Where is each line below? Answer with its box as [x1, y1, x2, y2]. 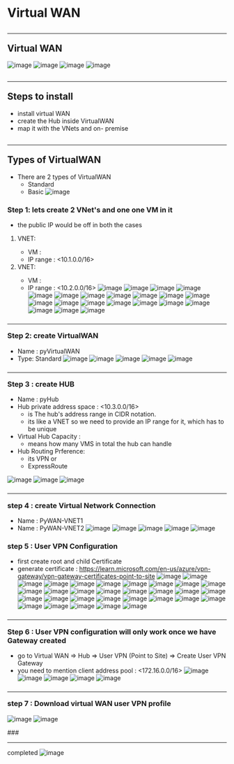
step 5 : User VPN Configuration [7, 541, 118, 551]
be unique [27, 425, 57, 433]
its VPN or [27, 454, 57, 463]
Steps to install [7, 91, 73, 103]
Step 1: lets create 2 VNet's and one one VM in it [7, 205, 173, 215]
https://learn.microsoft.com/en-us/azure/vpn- [79, 565, 211, 573]
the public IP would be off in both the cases [17, 220, 143, 229]
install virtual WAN [17, 109, 71, 117]
